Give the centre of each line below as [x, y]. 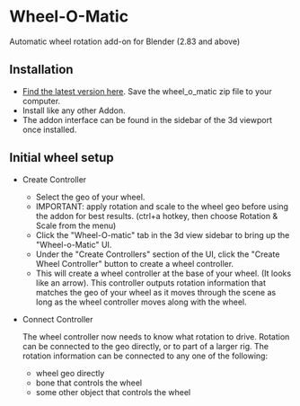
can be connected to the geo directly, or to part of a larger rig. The [146, 346]
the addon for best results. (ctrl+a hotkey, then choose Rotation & [157, 216]
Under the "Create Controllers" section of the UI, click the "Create [158, 254]
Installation [41, 70]
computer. [41, 101]
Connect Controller [57, 319]
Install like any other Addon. [74, 110]
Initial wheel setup [62, 158]
